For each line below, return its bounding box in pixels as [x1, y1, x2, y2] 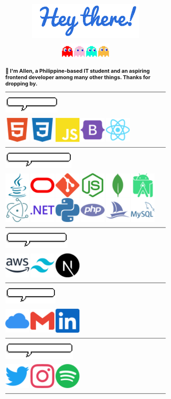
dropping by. [5, 80, 38, 87]
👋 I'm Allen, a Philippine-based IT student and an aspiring [5, 67, 150, 74]
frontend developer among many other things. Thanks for [5, 73, 151, 80]
